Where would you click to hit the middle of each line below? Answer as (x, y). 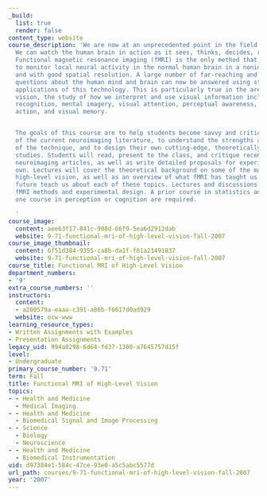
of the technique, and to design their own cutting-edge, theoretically (138, 148)
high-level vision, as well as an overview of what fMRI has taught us (137, 177)
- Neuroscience (41, 443)
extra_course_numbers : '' (51, 288)
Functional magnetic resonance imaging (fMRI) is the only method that (137, 60)
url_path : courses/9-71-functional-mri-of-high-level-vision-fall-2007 (129, 473)
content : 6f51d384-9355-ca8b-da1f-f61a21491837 (96, 251)
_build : (21, 15)
